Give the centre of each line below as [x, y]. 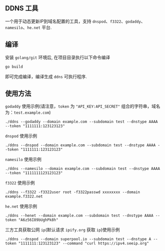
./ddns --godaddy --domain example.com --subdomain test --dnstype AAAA [82, 122]
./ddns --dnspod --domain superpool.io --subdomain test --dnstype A [78, 239]
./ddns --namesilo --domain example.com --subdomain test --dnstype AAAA [83, 169]
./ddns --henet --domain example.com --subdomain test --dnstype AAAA [79, 216]
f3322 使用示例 [20, 183]
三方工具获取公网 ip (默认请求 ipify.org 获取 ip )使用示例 [62, 230]
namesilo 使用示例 [23, 160]
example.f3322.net [24, 197]
